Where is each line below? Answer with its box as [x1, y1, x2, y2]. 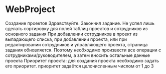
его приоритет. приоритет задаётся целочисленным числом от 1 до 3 [5, 63, 154, 69]
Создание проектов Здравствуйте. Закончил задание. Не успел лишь [5, 20, 154, 26]
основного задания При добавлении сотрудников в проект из [5, 31, 138, 37]
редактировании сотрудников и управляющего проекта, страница [5, 41, 148, 47]
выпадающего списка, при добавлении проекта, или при [5, 36, 127, 42]
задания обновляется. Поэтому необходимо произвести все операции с [5, 47, 161, 53]
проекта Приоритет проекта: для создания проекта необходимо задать [5, 57, 159, 63]
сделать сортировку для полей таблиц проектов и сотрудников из [5, 25, 148, 31]
